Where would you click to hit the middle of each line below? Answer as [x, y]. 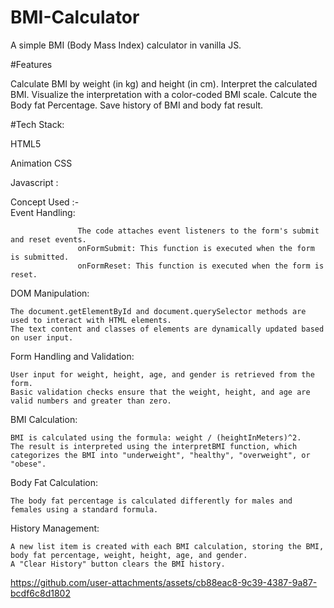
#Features [31, 64]
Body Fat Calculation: [54, 482]
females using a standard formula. [84, 509]
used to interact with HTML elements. [91, 320]
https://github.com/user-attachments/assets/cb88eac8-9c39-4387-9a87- [164, 582]
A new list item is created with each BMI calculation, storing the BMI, [167, 546]
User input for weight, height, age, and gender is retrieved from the [162, 374]
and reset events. [48, 239]
